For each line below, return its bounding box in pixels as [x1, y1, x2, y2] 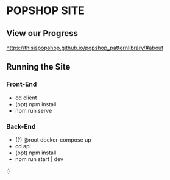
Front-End [6, 80, 37, 88]
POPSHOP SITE [6, 4, 85, 18]
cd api [15, 142, 32, 149]
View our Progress [6, 28, 78, 38]
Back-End [6, 122, 36, 131]
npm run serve [15, 107, 52, 114]
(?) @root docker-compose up [15, 135, 91, 143]
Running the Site [6, 62, 71, 72]
